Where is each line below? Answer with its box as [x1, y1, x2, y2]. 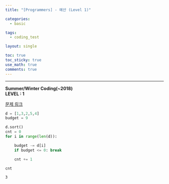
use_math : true [5, 62, 37, 67]
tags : [5, 30, 17, 35]
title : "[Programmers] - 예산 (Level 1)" [5, 7, 92, 13]
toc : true [5, 53, 26, 58]
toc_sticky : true [5, 58, 42, 63]
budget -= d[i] [14, 143, 46, 148]
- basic [10, 21, 26, 26]
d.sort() [5, 125, 24, 130]
